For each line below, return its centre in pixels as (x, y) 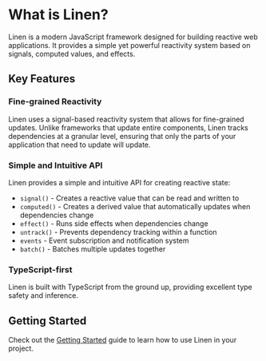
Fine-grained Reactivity (55, 101)
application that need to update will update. (79, 145)
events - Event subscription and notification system (104, 240)
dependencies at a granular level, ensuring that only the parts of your (122, 136)
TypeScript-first (40, 269)
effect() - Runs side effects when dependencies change (114, 223)
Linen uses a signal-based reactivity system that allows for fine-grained (127, 119)
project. (21, 348)
